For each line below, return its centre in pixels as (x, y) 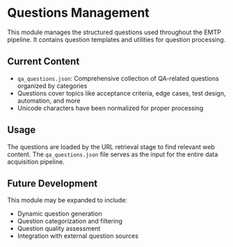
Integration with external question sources (78, 236)
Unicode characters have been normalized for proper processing (110, 108)
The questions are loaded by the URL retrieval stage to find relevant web (111, 147)
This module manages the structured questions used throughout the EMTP (114, 32)
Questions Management (78, 13)
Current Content (43, 62)
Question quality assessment (59, 229)
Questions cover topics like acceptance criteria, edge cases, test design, (121, 93)
